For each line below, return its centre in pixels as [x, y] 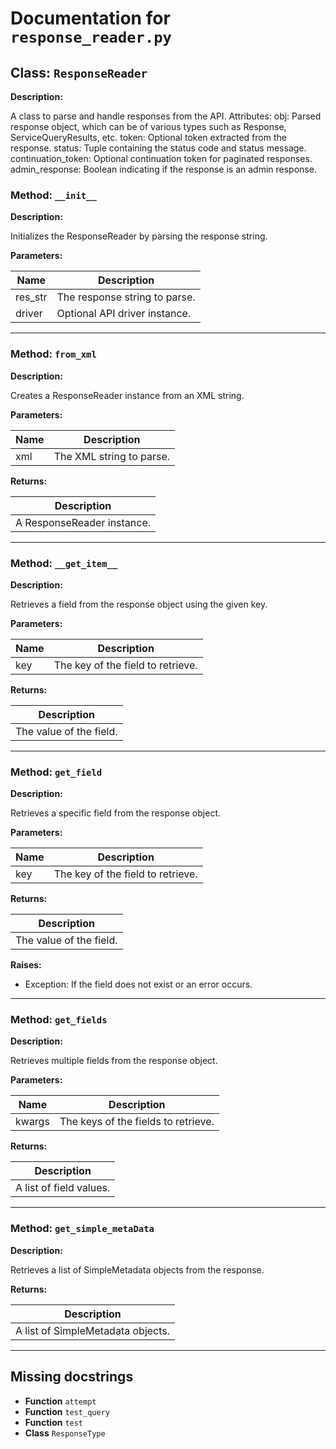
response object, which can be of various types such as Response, [148, 126]
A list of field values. [63, 1188]
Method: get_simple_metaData [82, 1229]
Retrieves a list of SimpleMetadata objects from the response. [137, 1269]
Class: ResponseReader [79, 72]
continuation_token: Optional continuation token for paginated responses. [161, 158]
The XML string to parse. [112, 456]
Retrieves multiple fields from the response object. [114, 1061]
